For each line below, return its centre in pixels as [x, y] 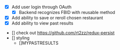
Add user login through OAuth [41, 7]
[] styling [20, 38]
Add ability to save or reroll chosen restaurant [57, 18]
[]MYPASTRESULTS [39, 43]
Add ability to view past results [42, 23]
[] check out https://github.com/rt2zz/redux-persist [63, 33]
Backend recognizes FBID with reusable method [67, 12]
